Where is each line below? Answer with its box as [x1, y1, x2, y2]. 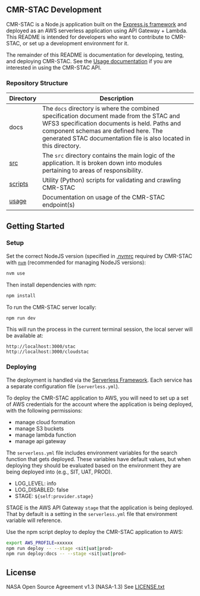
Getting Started [6, 221, 65, 231]
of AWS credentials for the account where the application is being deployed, [6, 400, 193, 408]
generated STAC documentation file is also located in [42, 134, 190, 143]
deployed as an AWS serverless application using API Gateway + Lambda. [6, 27, 187, 34]
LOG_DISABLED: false [14, 486, 69, 493]
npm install [6, 293, 36, 299]
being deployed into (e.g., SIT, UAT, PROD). [6, 468, 112, 475]
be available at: [6, 332, 43, 339]
